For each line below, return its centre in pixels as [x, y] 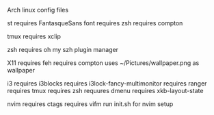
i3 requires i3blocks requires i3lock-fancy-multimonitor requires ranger [107, 84]
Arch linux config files [38, 10]
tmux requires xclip [34, 36]
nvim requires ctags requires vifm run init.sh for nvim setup [90, 104]
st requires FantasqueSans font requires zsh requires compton [95, 23]
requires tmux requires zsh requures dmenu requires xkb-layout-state [105, 91]
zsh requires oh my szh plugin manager [63, 50]
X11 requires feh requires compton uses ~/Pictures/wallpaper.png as [103, 63]
